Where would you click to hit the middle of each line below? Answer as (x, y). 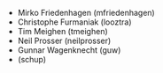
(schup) (32, 59)
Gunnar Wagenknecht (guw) (69, 50)
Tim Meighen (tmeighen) (62, 31)
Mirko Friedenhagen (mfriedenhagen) (86, 13)
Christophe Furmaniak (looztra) (74, 22)
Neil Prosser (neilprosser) (64, 40)
